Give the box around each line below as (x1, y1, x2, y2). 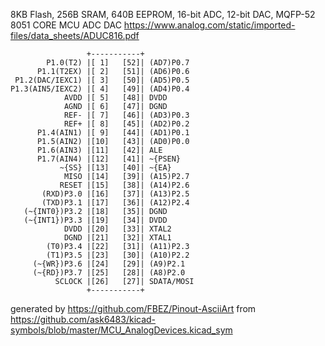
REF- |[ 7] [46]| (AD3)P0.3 (63, 110, 190, 120)
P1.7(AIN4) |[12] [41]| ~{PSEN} (36, 154, 182, 164)
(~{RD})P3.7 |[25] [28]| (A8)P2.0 (32, 268, 186, 278)
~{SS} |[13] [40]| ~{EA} (59, 163, 172, 173)
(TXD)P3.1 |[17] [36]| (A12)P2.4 (41, 198, 190, 208)
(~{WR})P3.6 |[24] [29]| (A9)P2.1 (32, 259, 186, 269)
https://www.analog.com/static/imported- (123, 19, 296, 31)
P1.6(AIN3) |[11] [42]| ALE (36, 145, 163, 155)
